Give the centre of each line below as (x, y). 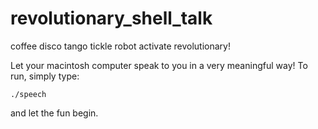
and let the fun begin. (54, 113)
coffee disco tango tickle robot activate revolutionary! (121, 46)
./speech (28, 94)
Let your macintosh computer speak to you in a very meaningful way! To (159, 65)
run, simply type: (45, 76)
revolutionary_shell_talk (111, 18)
